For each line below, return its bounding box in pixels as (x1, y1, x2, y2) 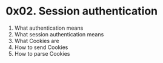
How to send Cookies (14, 44, 68, 51)
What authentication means (14, 24, 84, 31)
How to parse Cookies (14, 50, 70, 57)
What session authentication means (14, 30, 104, 38)
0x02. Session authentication (5, 4, 158, 18)
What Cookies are (14, 37, 59, 44)
